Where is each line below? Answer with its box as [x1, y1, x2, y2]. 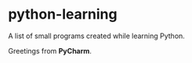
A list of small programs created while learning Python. [8, 31, 186, 40]
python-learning [8, 5, 118, 23]
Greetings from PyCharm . [8, 46, 92, 55]
